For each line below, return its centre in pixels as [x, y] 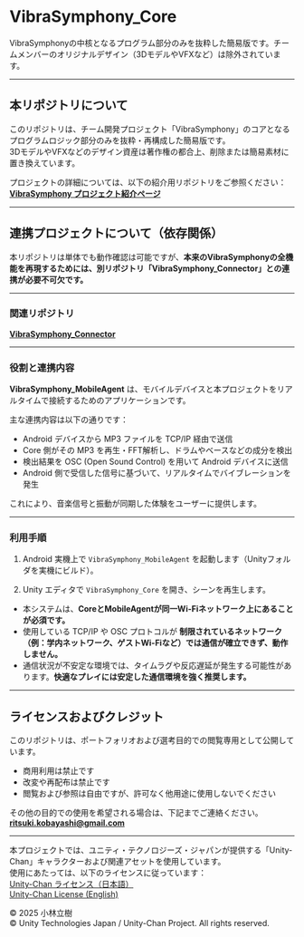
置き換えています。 [44, 163]
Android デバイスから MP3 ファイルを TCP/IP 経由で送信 [128, 439]
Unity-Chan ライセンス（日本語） [71, 884]
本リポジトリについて [69, 106]
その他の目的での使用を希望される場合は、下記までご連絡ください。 [136, 813]
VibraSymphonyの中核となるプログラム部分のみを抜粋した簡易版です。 [142, 43]
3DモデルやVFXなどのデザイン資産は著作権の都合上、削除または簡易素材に [149, 151]
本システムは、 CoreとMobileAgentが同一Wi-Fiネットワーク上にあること [158, 609]
